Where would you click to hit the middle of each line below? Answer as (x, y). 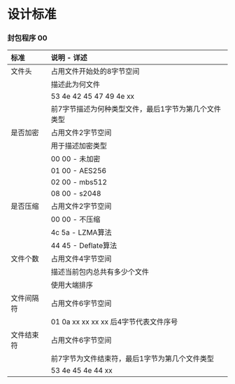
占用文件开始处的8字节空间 (95, 71)
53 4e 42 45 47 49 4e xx (93, 97)
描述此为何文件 (75, 85)
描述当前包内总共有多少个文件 (100, 272)
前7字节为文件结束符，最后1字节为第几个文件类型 (133, 359)
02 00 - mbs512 (79, 182)
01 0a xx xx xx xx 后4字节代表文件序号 (114, 322)
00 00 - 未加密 (76, 159)
